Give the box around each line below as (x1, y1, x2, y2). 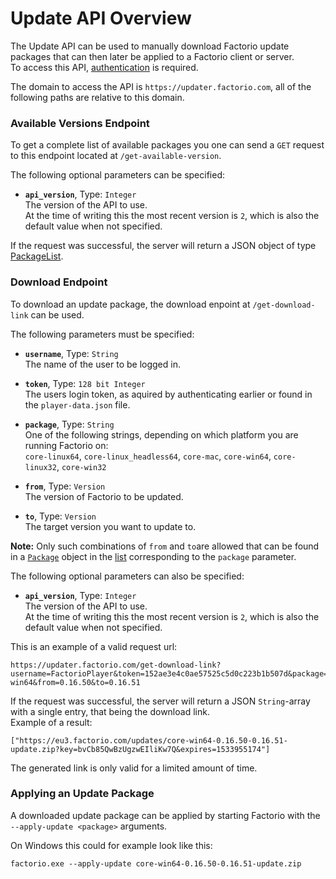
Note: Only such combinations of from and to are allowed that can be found (10, 540, 320, 552)
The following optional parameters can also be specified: (10, 570, 245, 582)
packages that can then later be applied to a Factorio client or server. (10, 50, 295, 62)
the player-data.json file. (24, 398, 131, 411)
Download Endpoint (10, 275, 108, 289)
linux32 (24, 462, 57, 472)
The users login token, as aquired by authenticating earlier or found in (24, 388, 313, 400)
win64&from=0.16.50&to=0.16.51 (10, 677, 141, 687)
